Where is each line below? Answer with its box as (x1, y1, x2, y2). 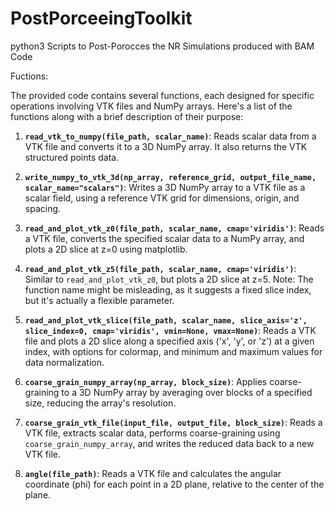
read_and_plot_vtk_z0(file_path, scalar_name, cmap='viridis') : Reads (24, 222, 325, 234)
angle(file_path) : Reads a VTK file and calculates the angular (24, 467, 282, 479)
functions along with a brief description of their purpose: (10, 110, 244, 122)
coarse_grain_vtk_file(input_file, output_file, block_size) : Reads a (24, 416, 323, 428)
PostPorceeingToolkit (10, 7, 193, 30)
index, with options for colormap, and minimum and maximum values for (24, 345, 323, 357)
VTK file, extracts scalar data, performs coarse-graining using (24, 427, 281, 439)
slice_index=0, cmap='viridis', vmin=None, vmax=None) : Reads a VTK (24, 324, 317, 336)
